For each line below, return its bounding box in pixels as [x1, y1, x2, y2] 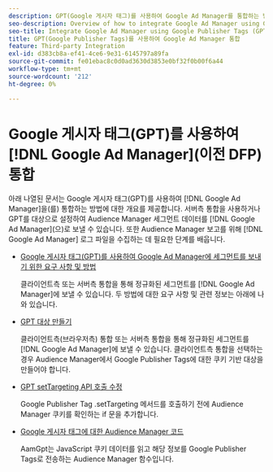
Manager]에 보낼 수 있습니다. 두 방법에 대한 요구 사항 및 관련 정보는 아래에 [19, 290, 256, 299]
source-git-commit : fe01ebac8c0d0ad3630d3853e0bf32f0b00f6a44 [8, 58, 223, 66]
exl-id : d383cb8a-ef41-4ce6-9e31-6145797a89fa [8, 50, 169, 58]
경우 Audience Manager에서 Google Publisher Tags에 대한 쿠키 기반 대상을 [19, 355, 264, 365]
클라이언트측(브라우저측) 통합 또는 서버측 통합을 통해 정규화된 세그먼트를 [19, 334, 249, 344]
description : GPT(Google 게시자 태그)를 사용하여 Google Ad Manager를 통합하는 [8, 11, 260, 20]
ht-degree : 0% [8, 80, 57, 88]
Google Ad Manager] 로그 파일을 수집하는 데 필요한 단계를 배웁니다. [8, 234, 226, 244]
